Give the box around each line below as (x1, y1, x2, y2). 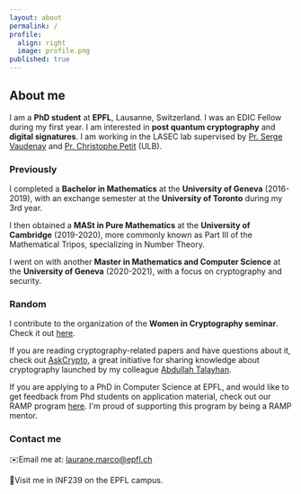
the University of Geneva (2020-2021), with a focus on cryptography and (9, 266, 283, 277)
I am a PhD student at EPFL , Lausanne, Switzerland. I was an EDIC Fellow (9, 111, 282, 122)
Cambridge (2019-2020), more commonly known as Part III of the (9, 230, 253, 241)
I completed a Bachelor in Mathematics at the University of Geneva (9, 183, 263, 194)
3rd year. (9, 203, 43, 214)
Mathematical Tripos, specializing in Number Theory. (9, 239, 205, 250)
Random (9, 298, 47, 311)
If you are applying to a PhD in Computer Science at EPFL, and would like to (9, 382, 289, 393)
